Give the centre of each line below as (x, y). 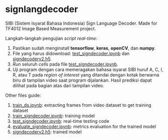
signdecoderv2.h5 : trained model (47, 131)
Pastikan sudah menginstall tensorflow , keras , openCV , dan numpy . (84, 48)
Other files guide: (23, 95)
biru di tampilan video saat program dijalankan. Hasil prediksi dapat (82, 80)
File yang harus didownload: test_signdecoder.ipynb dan (71, 53)
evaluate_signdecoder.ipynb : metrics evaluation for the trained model (84, 126)
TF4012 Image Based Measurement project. (51, 28)
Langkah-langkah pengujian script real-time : (51, 38)
